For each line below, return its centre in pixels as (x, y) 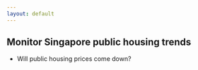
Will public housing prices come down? (74, 59)
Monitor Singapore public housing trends (99, 42)
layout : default (30, 14)
